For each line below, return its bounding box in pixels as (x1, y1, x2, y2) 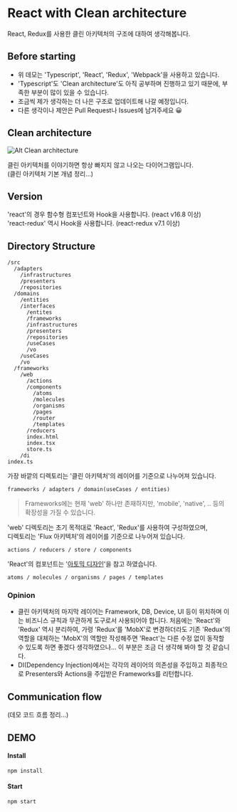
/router (33, 415, 56, 422)
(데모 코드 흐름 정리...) (7, 710, 69, 719)
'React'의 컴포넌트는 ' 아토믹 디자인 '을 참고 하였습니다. (7, 560, 157, 569)
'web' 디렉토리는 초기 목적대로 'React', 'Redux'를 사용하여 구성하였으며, (7, 523, 208, 532)
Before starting (7, 51, 76, 63)
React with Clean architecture (7, 5, 187, 21)
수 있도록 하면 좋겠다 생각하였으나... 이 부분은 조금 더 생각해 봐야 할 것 (17, 643, 211, 652)
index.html (26, 433, 59, 441)
